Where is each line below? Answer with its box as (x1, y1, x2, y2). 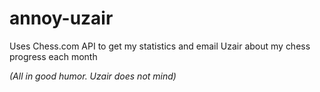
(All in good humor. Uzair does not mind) (9, 70, 177, 82)
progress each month (9, 50, 98, 62)
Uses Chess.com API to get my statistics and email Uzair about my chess (9, 40, 311, 52)
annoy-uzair (9, 7, 114, 30)
